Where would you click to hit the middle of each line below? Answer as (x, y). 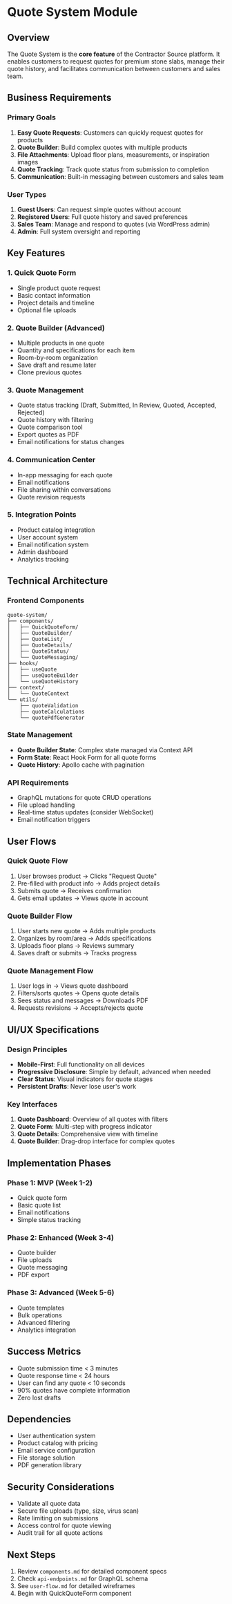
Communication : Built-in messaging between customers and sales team (120, 176)
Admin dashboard (42, 552)
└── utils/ (23, 699)
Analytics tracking (43, 559)
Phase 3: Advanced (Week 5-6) (61, 1292)
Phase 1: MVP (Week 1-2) (50, 1183)
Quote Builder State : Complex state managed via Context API (105, 750)
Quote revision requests (51, 497)
